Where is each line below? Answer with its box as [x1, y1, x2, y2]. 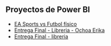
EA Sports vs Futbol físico [14, 20, 77, 27]
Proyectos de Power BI [5, 5, 90, 15]
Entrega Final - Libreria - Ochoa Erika [14, 27, 105, 34]
